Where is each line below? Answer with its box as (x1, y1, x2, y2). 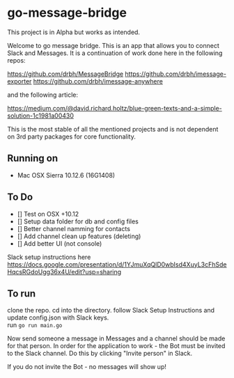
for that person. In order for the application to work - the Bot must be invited (7, 342, 226, 350)
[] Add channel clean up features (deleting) (17, 232, 141, 240)
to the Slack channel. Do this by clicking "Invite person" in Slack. (7, 349, 193, 358)
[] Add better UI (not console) (17, 239, 102, 248)
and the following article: (7, 90, 79, 99)
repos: (7, 56, 26, 64)
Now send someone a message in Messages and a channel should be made (7, 334, 226, 342)
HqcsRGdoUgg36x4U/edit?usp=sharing (7, 267, 122, 276)
